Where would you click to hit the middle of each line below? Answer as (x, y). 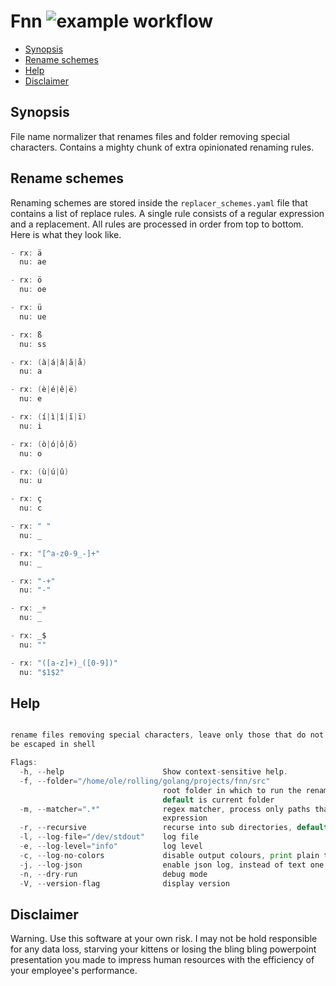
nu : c (31, 508)
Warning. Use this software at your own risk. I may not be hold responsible (164, 939)
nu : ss (33, 344)
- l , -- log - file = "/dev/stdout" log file (109, 837)
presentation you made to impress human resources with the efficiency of (162, 960)
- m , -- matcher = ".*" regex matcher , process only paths (165, 809)
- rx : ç (26, 499)
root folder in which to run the (232, 790)
